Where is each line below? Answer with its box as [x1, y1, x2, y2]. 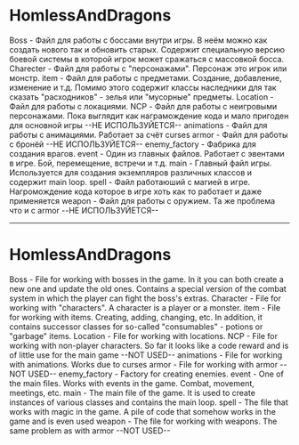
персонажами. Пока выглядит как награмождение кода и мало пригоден [9, 110, 289, 121]
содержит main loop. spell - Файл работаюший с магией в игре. [9, 176, 251, 187]
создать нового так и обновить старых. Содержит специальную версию [9, 44, 286, 54]
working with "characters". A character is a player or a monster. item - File [9, 302, 281, 312]
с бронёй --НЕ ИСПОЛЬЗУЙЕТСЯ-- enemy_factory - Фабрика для [9, 139, 256, 150]
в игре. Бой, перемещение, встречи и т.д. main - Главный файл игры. [9, 158, 272, 168]
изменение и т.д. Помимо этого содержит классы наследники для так [9, 82, 278, 93]
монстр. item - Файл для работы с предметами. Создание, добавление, [9, 72, 282, 83]
